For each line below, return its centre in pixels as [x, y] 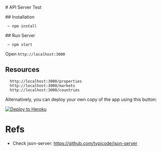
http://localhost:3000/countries [45, 90]
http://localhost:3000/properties [46, 81]
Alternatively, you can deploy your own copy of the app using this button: [81, 99]
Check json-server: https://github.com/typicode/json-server [75, 143]
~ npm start [20, 45]
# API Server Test [23, 7]
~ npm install [22, 26]
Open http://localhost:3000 [35, 54]
